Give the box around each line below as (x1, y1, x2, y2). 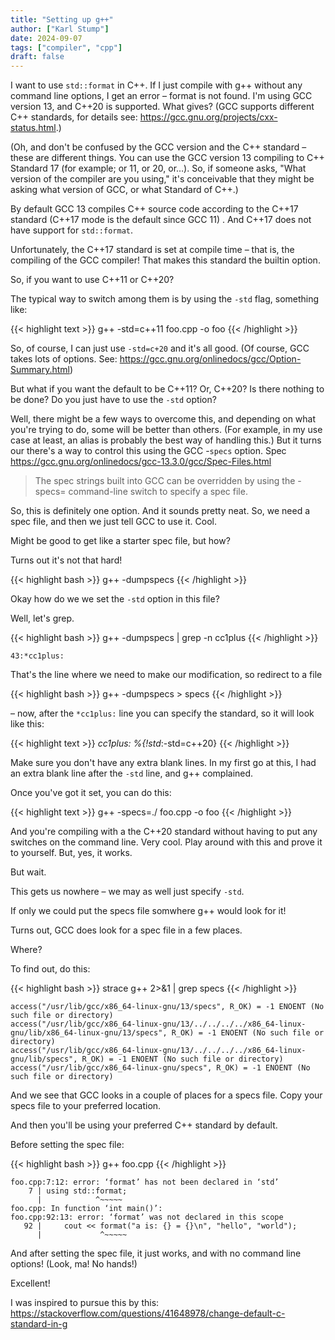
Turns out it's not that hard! (10, 554, 123, 566)
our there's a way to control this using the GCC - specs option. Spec (10, 445, 287, 457)
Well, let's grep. (10, 612, 75, 625)
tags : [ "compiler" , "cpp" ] (10, 42, 123, 53)
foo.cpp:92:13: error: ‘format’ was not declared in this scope (10, 1212, 284, 1223)
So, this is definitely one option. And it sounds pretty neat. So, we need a (10, 505, 311, 517)
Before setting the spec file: (10, 1139, 125, 1151)
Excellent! (10, 1277, 51, 1290)
